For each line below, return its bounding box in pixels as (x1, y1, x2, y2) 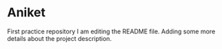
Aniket (7, 5, 46, 20)
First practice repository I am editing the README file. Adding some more (7, 27, 216, 35)
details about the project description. (7, 34, 112, 42)
